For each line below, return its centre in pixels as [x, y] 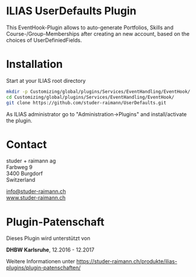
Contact [27, 144]
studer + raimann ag [31, 161]
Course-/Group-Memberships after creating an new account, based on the [98, 33]
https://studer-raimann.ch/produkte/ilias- [127, 262]
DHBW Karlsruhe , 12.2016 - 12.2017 [50, 250]
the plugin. [19, 120]
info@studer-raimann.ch [36, 191]
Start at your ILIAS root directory [46, 80]
